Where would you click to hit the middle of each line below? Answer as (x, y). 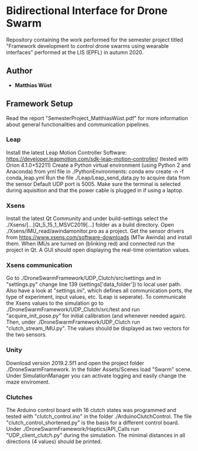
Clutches (20, 397)
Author (19, 71)
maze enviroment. (28, 382)
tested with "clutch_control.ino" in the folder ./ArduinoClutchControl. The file (99, 417)
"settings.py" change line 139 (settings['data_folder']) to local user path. (94, 284)
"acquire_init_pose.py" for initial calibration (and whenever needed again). (96, 316)
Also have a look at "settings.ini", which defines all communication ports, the (99, 291)
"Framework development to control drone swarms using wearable (87, 46)
